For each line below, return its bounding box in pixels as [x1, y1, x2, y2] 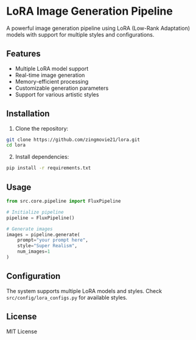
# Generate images [6, 226, 53, 232]
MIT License [6, 328, 38, 335]
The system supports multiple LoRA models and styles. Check [6, 287, 163, 294]
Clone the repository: [15, 125, 69, 132]
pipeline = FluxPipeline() [6, 215, 75, 221]
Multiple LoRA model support [15, 65, 89, 72]
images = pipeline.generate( [6, 231, 80, 237]
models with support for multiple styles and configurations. [6, 31, 155, 38]
